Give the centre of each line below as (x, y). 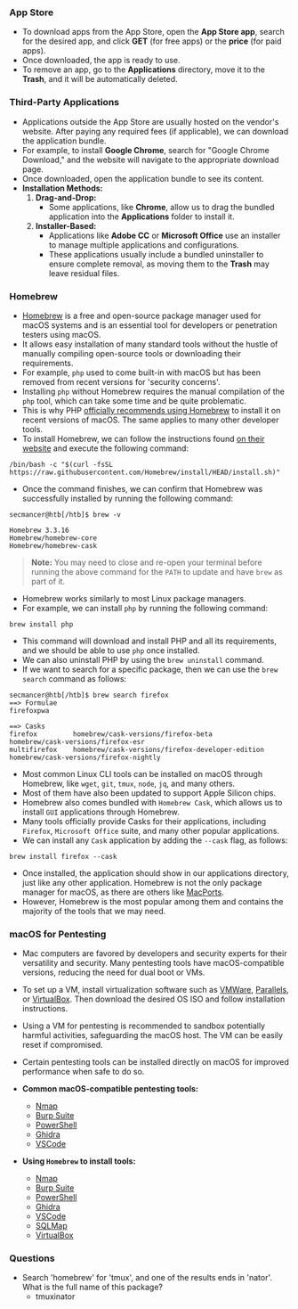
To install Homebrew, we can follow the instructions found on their (143, 438)
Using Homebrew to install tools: (79, 1161)
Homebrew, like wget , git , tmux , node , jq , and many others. (129, 783)
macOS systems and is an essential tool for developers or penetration (149, 325)
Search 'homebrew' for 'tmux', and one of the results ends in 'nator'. (147, 1278)
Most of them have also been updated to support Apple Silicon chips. (149, 793)
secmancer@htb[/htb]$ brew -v (65, 514)
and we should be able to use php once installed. (111, 650)
